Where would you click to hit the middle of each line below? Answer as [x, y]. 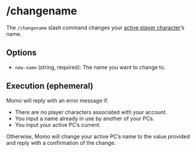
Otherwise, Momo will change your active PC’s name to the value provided [98, 136]
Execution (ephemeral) [50, 86]
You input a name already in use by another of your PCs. [85, 118]
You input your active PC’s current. [58, 124]
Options [22, 53]
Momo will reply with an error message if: [58, 101]
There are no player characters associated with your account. [91, 112]
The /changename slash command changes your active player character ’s [95, 28]
